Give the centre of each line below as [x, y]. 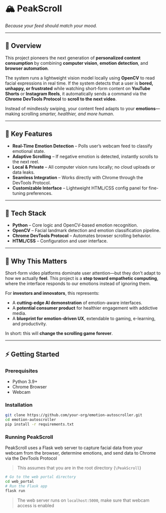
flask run [15, 491]
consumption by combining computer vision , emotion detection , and [77, 63]
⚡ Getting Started [32, 354]
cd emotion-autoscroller [31, 420]
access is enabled [36, 505]
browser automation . [27, 68]
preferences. [40, 193]
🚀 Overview [23, 46]
